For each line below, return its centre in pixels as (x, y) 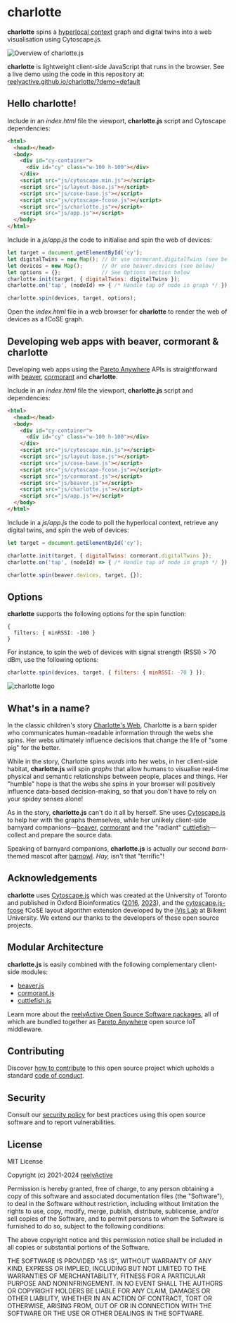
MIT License (25, 1161)
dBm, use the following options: (53, 660)
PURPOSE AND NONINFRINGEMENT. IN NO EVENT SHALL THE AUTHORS (115, 1283)
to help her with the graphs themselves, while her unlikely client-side (107, 820)
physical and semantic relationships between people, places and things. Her (118, 776)
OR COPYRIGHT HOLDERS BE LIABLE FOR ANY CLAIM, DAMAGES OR (109, 1291)
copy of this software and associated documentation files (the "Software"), (116, 1196)
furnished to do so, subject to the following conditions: (86, 1226)
